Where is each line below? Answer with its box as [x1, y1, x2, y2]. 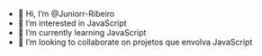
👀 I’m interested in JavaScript [17, 18, 128, 28]
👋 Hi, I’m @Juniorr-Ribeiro [17, 9, 115, 19]
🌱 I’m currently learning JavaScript [17, 28, 147, 37]
